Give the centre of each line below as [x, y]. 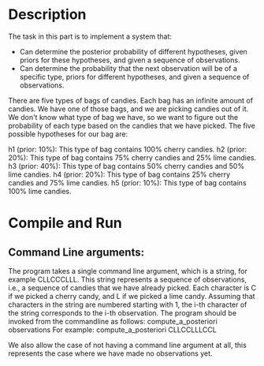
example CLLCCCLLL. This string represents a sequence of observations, [127, 279]
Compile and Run [65, 223]
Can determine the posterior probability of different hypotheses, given [134, 51]
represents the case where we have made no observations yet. [110, 353]
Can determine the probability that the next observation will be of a [128, 68]
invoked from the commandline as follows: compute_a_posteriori [113, 321]
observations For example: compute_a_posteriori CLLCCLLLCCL [112, 330]
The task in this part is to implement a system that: [90, 36]
